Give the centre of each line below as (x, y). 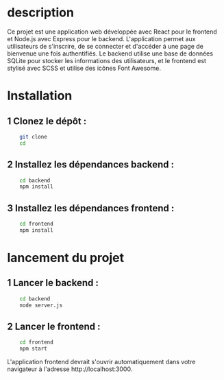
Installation (40, 96)
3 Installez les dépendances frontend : (91, 208)
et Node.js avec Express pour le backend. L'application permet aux (102, 38)
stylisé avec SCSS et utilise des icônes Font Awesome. (84, 68)
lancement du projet (66, 258)
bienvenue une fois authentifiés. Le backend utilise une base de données (110, 54)
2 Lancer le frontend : (54, 326)
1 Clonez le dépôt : (47, 121)
